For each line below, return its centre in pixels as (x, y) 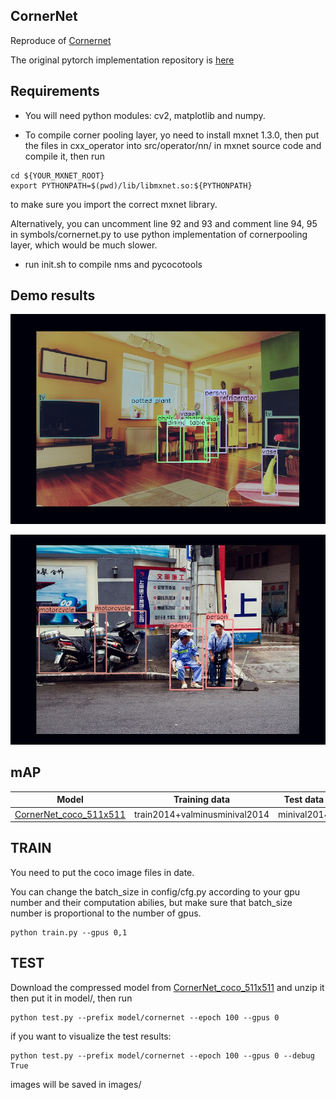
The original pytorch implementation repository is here (122, 60)
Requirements (55, 91)
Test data (304, 800)
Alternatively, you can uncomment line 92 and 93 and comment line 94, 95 (164, 223)
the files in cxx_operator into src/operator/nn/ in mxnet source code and (173, 145)
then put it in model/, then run (71, 998)
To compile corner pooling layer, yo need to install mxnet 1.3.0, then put (172, 135)
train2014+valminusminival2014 (202, 814)
